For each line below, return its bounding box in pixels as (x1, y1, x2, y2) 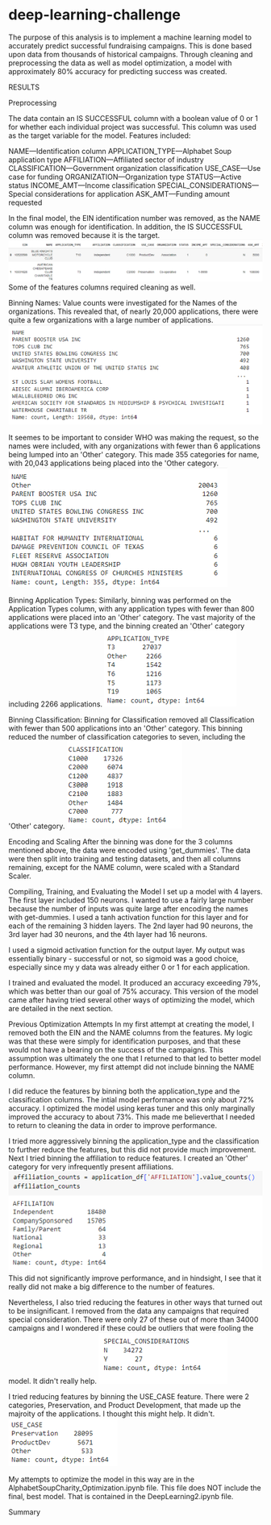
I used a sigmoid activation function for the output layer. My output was (8, 945, 246, 955)
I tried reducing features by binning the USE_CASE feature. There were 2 (8, 1392, 250, 1402)
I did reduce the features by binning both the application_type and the (8, 1086, 240, 1096)
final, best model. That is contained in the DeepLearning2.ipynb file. (8, 1492, 234, 1502)
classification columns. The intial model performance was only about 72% (8, 1095, 255, 1105)
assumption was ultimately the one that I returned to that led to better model (8, 1054, 261, 1064)
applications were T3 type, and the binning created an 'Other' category (8, 621, 245, 631)
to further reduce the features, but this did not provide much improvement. (8, 1145, 256, 1155)
